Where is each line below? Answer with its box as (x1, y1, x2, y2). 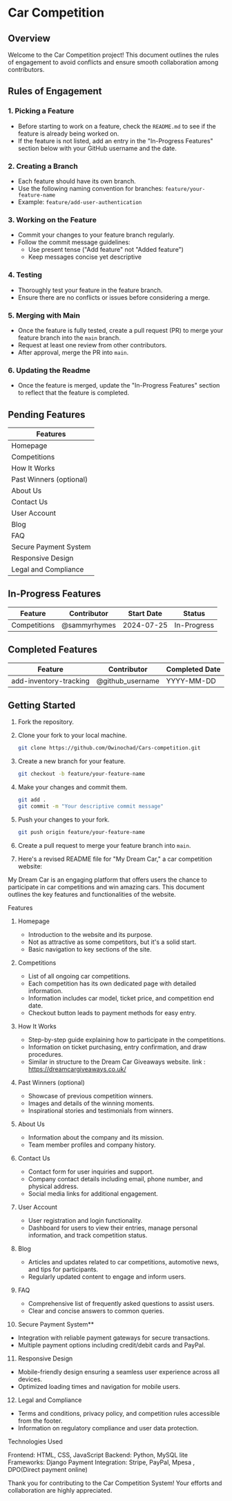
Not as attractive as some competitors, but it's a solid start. (28, 938, 196, 946)
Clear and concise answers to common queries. (28, 1307, 164, 1315)
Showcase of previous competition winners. (28, 1091, 154, 1100)
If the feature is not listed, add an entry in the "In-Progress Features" (17, 136, 213, 145)
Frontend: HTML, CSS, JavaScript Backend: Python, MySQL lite (8, 1450, 188, 1459)
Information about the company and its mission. (28, 1133, 164, 1141)
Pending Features (8, 408, 86, 420)
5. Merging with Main (8, 310, 80, 320)
